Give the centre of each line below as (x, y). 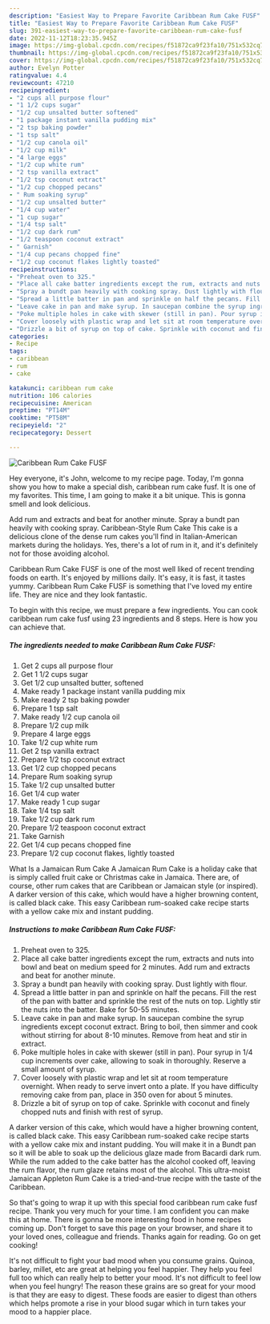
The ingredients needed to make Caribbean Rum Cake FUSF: (112, 646)
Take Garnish (42, 836)
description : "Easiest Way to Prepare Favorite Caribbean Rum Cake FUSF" (135, 16)
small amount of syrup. (58, 1069)
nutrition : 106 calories (50, 395)
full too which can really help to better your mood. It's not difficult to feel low (135, 1277)
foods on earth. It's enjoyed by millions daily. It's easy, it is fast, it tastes (127, 577)
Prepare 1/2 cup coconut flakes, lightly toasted (97, 853)
